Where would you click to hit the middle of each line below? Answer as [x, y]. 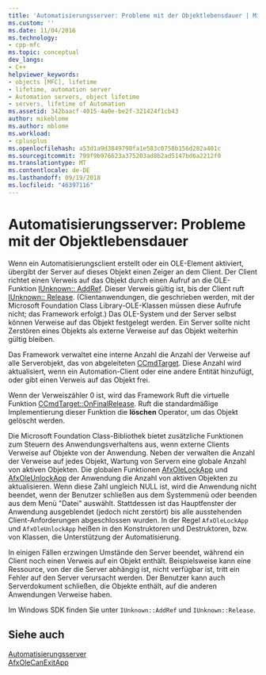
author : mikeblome [38, 119]
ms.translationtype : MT [47, 163]
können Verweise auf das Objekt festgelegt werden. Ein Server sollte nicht [129, 322]
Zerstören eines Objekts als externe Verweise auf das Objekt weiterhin [123, 331]
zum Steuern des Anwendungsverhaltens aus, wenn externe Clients [119, 444]
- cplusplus [28, 141]
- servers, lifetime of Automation [67, 104]
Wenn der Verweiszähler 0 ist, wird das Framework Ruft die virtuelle [119, 395]
